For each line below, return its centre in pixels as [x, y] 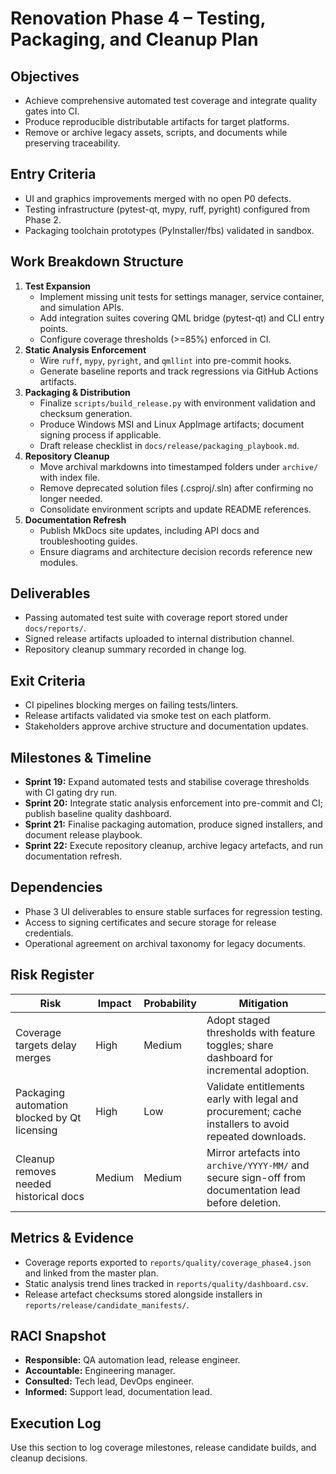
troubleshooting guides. [88, 541]
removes [36, 1171]
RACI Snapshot [58, 1335]
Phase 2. [43, 219]
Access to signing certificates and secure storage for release [150, 922]
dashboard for [240, 1057]
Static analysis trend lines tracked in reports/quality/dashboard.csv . [166, 1283]
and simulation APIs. [82, 307]
